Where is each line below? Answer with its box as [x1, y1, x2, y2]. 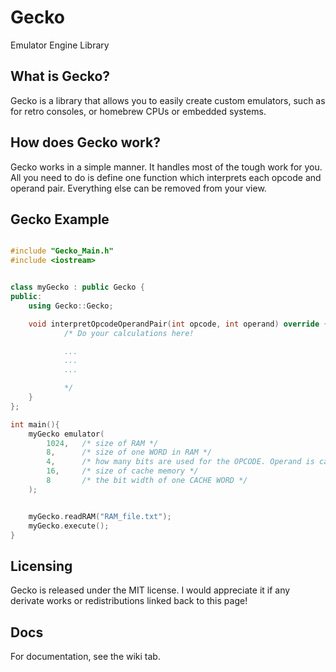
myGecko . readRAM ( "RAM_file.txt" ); [28, 511, 172, 521]
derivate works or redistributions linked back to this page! [10, 595, 248, 607]
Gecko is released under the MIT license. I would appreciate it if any [10, 584, 291, 596]
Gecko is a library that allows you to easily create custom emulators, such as [10, 94, 326, 106]
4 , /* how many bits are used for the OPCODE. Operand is [46, 457, 315, 467]
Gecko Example [10, 211, 110, 228]
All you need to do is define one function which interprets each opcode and [10, 171, 322, 183]
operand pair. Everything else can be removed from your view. [10, 182, 267, 194]
